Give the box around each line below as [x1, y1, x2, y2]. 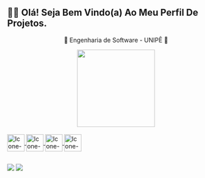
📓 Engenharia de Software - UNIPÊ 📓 [64, 36, 168, 44]
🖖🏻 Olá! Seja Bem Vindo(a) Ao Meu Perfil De [7, 7, 199, 19]
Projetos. [7, 18, 47, 30]
